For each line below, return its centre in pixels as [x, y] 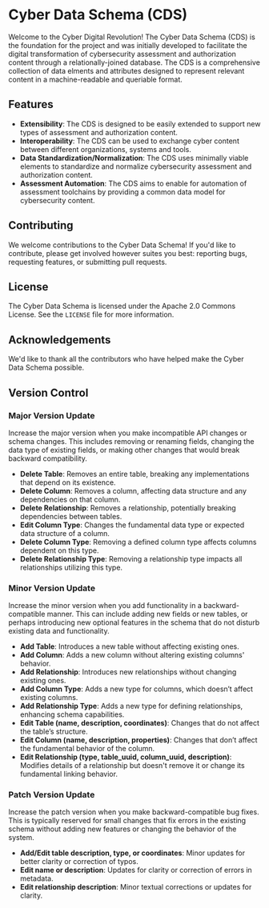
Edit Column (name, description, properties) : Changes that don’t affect [139, 740]
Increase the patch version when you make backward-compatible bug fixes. [134, 812]
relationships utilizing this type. [71, 567]
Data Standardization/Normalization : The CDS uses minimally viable [134, 158]
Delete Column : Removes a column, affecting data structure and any [133, 490]
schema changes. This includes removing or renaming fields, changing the [131, 441]
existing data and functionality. [59, 631]
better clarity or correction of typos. [79, 862]
